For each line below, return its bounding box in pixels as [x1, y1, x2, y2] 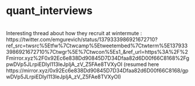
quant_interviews [6, 4, 93, 18]
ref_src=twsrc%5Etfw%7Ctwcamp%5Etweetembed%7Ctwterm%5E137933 [6, 42, 188, 49]
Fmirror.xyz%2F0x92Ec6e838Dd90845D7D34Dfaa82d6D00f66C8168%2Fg [6, 54, 190, 61]
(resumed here [123, 60, 159, 68]
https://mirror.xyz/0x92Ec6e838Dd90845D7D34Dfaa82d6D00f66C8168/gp [6, 67, 189, 74]
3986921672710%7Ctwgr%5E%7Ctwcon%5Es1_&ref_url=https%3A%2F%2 [6, 48, 189, 55]
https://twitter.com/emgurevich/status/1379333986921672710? [6, 36, 158, 43]
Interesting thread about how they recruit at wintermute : [6, 29, 142, 36]
